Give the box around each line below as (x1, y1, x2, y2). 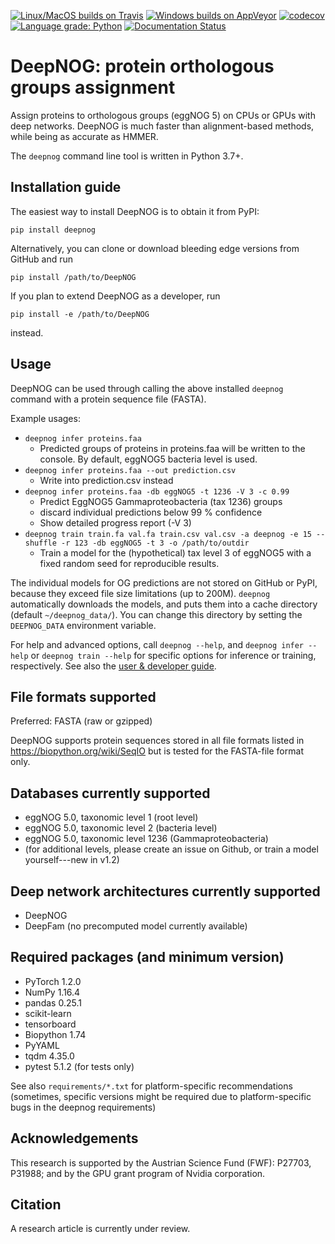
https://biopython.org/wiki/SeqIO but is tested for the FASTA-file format (10, 745, 304, 757)
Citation (10, 1196, 62, 1214)
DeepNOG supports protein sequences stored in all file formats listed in (10, 735, 305, 747)
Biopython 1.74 (24, 1028, 87, 1040)
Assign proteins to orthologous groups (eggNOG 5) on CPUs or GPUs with (10, 109, 316, 121)
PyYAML (24, 1039, 60, 1051)
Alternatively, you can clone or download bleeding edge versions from (10, 242, 300, 254)
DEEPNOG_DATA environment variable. (10, 619, 157, 631)
